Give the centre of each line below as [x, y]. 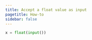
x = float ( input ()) [26, 33]
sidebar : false [21, 19]
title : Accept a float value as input [46, 10]
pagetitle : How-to [25, 14]
